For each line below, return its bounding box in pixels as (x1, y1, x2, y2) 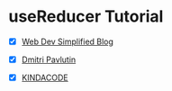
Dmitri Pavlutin (21, 54, 77, 65)
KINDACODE (21, 72, 68, 83)
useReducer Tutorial (8, 6, 164, 27)
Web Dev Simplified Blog (21, 36, 114, 47)
